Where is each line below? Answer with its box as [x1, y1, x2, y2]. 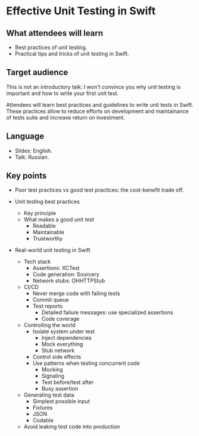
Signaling [41, 372, 64, 380]
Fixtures [32, 404, 53, 412]
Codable [32, 417, 54, 424]
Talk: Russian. [14, 153, 49, 161]
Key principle [23, 210, 57, 217]
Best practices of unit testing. [14, 44, 88, 51]
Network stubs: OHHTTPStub [32, 277, 105, 284]
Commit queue [32, 296, 69, 303]
